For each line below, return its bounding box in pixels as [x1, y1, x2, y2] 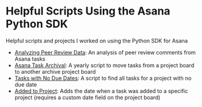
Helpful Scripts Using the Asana [5, 4, 171, 18]
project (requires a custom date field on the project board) [14, 94, 161, 101]
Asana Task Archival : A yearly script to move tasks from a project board [14, 62, 195, 69]
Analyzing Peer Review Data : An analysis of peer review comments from [14, 48, 196, 56]
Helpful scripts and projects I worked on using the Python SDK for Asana [5, 37, 188, 44]
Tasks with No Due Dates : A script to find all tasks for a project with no [14, 74, 192, 82]
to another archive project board [14, 68, 96, 75]
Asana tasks [14, 55, 46, 62]
